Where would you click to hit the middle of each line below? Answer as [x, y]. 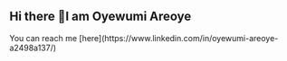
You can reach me [43, 38]
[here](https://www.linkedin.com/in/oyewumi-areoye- [179, 38]
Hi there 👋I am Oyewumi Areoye [100, 17]
